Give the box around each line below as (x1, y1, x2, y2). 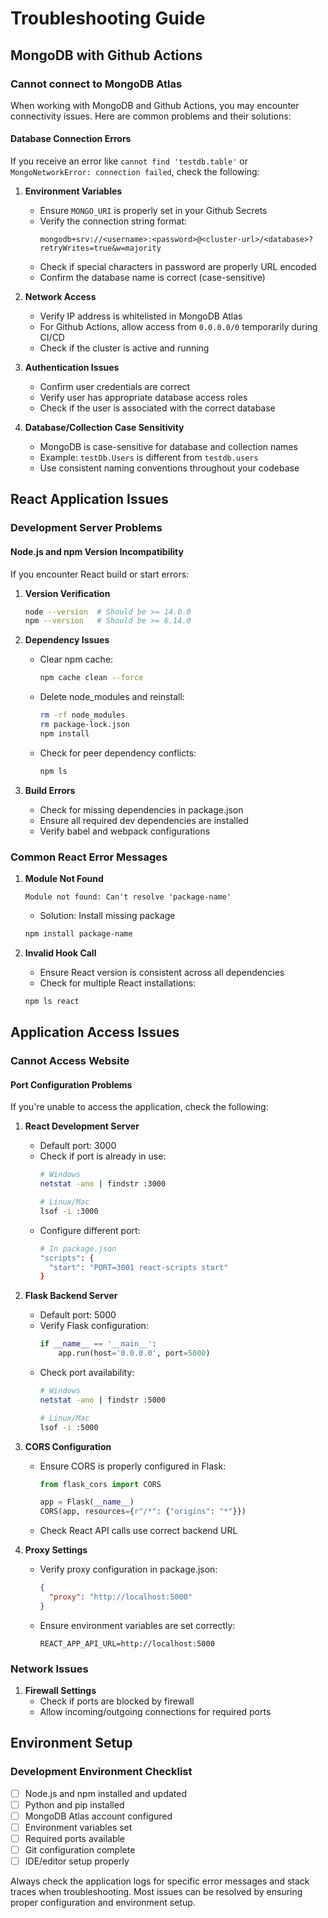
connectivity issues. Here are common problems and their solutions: (10, 110, 292, 122)
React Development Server (24, 1120, 140, 1132)
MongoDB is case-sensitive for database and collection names (39, 441, 298, 453)
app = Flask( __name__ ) (39, 1497, 135, 1507)
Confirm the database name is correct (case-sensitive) (39, 272, 266, 284)
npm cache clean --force (39, 673, 144, 683)
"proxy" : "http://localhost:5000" (48, 1592, 193, 1602)
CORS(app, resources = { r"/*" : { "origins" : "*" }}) (39, 1507, 247, 1517)
